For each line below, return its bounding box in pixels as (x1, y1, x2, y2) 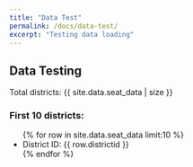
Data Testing (9, 63, 83, 78)
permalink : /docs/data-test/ (9, 22, 118, 31)
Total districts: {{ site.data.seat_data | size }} (9, 87, 173, 98)
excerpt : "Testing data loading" (9, 30, 135, 39)
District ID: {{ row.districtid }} (22, 139, 130, 150)
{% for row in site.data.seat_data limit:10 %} (22, 129, 185, 140)
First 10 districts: (9, 110, 84, 122)
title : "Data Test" (9, 13, 83, 22)
